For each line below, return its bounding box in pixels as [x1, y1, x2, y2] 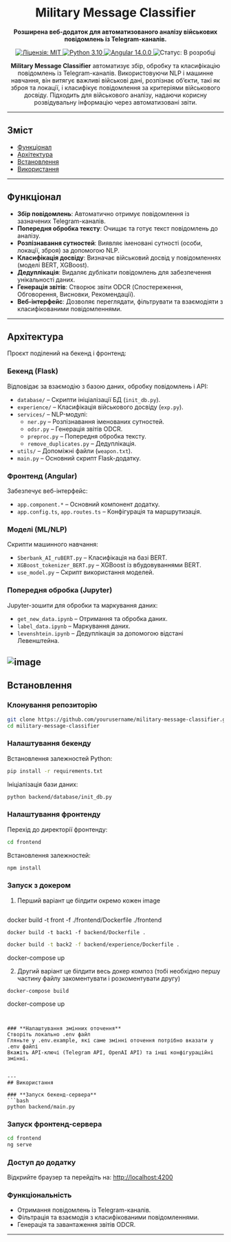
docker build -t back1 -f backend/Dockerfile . [7, 929, 146, 936]
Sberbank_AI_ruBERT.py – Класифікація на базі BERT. [16, 554, 168, 562]
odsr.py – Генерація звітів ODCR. [27, 425, 123, 433]
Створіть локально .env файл [7, 1031, 91, 1038]
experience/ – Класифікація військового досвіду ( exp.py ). [16, 403, 184, 411]
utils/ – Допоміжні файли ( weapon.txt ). [16, 446, 133, 455]
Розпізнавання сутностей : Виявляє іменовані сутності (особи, [16, 239, 203, 247]
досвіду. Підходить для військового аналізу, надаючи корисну [23, 91, 208, 99]
